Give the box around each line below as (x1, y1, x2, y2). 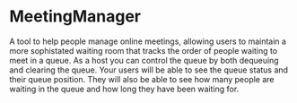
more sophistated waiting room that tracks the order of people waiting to (9, 45, 278, 56)
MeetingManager (9, 6, 142, 27)
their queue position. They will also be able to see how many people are (9, 73, 275, 84)
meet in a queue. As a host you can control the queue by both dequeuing (9, 55, 280, 65)
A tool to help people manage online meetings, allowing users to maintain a (9, 36, 287, 47)
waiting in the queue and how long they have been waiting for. (9, 83, 240, 94)
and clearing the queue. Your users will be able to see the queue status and (9, 64, 289, 75)
